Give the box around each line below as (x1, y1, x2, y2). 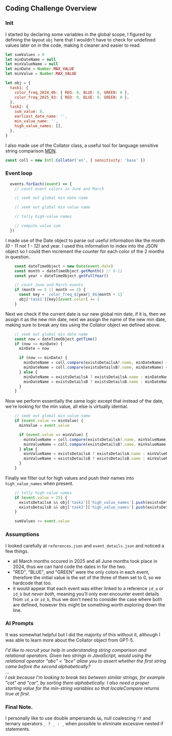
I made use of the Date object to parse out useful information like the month (5, 237, 165, 243)
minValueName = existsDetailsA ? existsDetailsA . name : (24, 451, 145, 457)
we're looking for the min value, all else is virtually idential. (5, 403, 128, 410)
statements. (5, 726, 31, 732)
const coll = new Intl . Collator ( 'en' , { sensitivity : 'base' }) (5, 158, 145, 163)
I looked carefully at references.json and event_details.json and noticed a (5, 542, 165, 549)
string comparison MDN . (5, 147, 57, 154)
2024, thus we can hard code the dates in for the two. (12, 563, 126, 570)
